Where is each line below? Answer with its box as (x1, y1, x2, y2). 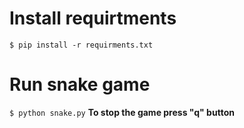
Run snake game (9, 73, 151, 96)
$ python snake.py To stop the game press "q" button (9, 106, 235, 118)
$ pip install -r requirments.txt (9, 40, 154, 50)
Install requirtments (9, 7, 177, 30)
